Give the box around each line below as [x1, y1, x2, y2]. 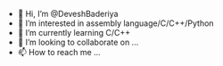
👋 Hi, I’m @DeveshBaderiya [17, 9, 119, 19]
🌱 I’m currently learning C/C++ [17, 28, 131, 37]
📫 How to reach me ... [17, 47, 101, 57]
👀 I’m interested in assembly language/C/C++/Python [17, 18, 214, 29]
